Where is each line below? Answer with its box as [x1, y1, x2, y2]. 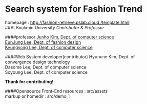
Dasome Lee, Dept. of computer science [5, 64, 86, 70]
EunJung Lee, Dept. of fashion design [5, 39, 82, 45]
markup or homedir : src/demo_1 [5, 93, 70, 99]
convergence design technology [5, 59, 70, 65]
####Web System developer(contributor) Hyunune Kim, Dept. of [5, 53, 135, 59]
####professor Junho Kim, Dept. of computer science [5, 34, 114, 40]
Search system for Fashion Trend [5, 3, 143, 15]
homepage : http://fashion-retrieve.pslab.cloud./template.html [5, 19, 130, 25]
